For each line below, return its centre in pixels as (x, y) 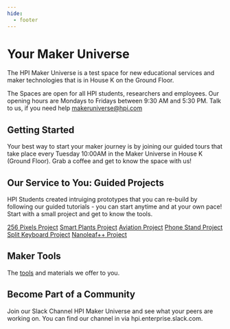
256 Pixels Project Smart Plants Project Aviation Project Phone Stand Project (115, 227)
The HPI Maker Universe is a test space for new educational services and (111, 73)
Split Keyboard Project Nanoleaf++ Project (67, 235)
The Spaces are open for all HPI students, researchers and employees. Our (113, 94)
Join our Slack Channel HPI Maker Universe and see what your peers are (110, 311)
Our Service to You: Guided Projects (86, 183)
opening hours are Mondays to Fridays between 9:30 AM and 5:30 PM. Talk (114, 101)
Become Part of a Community (71, 294)
